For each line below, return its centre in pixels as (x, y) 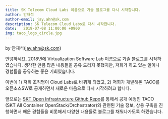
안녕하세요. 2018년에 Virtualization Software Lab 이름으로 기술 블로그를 (77, 59)
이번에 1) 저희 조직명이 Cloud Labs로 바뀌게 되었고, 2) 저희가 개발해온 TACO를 (82, 82)
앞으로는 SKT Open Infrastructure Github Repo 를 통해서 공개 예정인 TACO (80, 99)
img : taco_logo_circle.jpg (34, 33)
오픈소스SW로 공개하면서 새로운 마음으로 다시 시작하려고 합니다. (68, 88)
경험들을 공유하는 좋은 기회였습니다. (40, 71)
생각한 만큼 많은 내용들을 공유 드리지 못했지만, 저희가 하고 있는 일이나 (92, 65)
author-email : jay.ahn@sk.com (37, 19)
